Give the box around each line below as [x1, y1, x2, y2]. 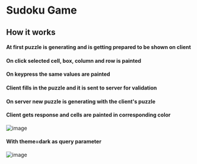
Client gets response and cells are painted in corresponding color [6, 111, 171, 118]
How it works [6, 27, 56, 37]
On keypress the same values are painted [6, 70, 110, 78]
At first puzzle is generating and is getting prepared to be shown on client [6, 44, 191, 51]
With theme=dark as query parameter [6, 138, 102, 145]
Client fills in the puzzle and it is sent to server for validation [6, 84, 157, 91]
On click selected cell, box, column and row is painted [6, 57, 141, 64]
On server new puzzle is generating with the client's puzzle [6, 98, 156, 105]
